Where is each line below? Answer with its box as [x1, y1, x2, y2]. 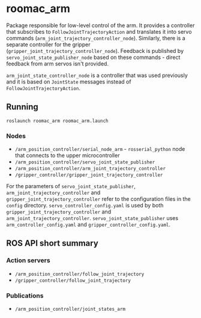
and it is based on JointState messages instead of [6, 78, 131, 85]
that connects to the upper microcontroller [14, 152, 120, 159]
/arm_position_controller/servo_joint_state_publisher [14, 159, 155, 165]
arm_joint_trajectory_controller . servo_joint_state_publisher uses [6, 215, 179, 222]
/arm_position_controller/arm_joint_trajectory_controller [14, 166, 166, 172]
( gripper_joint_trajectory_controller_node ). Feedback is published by [6, 47, 184, 54]
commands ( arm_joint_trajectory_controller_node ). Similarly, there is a [6, 34, 186, 41]
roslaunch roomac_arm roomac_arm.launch [6, 118, 109, 124]
